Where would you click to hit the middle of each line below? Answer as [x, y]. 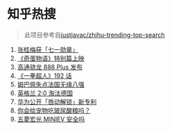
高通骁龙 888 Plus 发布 [50, 67]
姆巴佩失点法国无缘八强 [51, 84]
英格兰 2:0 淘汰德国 [45, 93]
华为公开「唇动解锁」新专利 [57, 101]
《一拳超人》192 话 [44, 75]
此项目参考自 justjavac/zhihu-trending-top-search [94, 35]
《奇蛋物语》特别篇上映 [51, 58]
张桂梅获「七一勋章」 [48, 49]
